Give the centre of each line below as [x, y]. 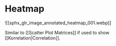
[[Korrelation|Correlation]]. [33, 38]
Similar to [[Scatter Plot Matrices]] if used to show [57, 32]
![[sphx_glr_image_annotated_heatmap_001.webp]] [58, 23]
